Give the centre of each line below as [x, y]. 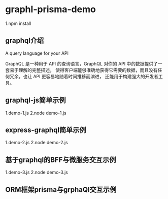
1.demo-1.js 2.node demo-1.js [36, 113]
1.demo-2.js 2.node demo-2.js [37, 143]
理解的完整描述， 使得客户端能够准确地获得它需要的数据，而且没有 [88, 70]
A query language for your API [37, 53]
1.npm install [18, 23]
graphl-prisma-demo [51, 9]
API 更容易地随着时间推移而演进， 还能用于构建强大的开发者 [96, 76]
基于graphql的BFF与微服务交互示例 [61, 160]
